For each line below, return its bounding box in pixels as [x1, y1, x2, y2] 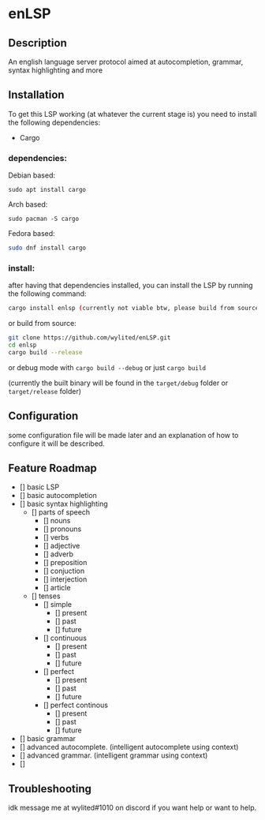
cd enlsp [8, 341, 37, 350]
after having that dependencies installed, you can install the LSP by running [8, 281, 254, 290]
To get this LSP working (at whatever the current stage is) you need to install [8, 109, 257, 118]
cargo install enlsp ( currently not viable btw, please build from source [8, 305, 259, 313]
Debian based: [8, 170, 56, 180]
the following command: [8, 289, 87, 298]
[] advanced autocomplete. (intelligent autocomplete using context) [19, 743, 239, 752]
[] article [43, 583, 71, 593]
